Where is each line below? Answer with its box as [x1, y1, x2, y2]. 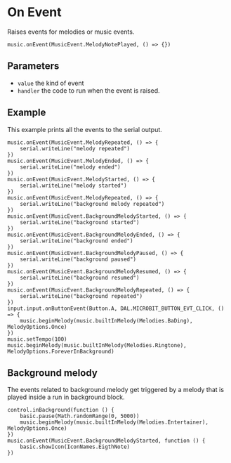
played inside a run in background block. [7, 393, 125, 401]
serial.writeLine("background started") [20, 219, 140, 226]
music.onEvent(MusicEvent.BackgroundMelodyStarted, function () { [7, 437, 206, 445]
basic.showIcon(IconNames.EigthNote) [20, 443, 131, 450]
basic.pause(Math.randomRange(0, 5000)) [20, 412, 140, 420]
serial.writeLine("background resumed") [20, 274, 140, 281]
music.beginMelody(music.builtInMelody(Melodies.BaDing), [20, 317, 193, 324]
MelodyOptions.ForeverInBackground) [7, 348, 114, 355]
